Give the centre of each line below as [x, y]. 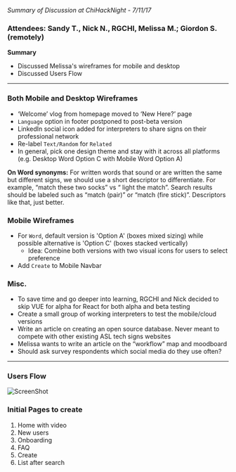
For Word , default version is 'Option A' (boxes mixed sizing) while [110, 236]
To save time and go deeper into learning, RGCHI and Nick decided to [118, 299]
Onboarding [35, 440]
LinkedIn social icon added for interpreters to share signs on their [112, 129]
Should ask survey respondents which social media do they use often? [119, 352]
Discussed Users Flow [50, 74]
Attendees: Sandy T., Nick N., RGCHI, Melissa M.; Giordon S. [112, 28]
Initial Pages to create [45, 409]
